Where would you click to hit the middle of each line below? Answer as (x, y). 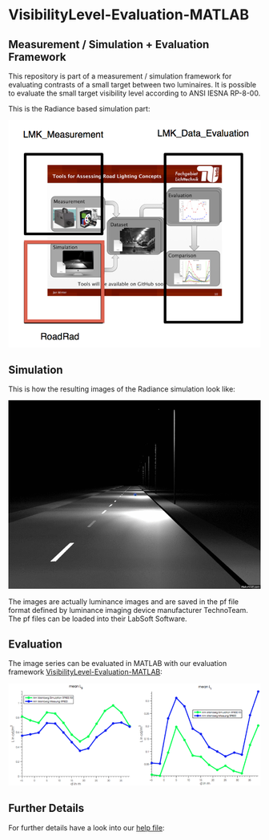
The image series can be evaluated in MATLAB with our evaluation (118, 663)
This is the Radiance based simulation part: (79, 109)
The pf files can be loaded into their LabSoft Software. (98, 619)
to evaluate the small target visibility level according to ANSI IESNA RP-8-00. (134, 93)
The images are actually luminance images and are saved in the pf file (123, 602)
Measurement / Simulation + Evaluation (109, 45)
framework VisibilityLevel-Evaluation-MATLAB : (85, 672)
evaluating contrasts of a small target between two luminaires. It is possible (132, 85)
